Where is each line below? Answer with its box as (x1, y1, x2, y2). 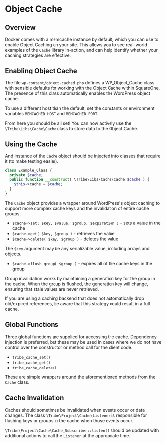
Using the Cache (5, 140, 58, 148)
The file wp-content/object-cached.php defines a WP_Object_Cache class (5, 79, 155, 85)
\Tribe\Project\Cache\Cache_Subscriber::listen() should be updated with (5, 427, 159, 433)
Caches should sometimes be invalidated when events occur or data (5, 407, 145, 413)
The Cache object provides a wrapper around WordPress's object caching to (5, 200, 160, 206)
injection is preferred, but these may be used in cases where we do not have (5, 339, 162, 345)
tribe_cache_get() (12, 360, 51, 365)
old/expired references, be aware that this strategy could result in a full (5, 300, 150, 306)
